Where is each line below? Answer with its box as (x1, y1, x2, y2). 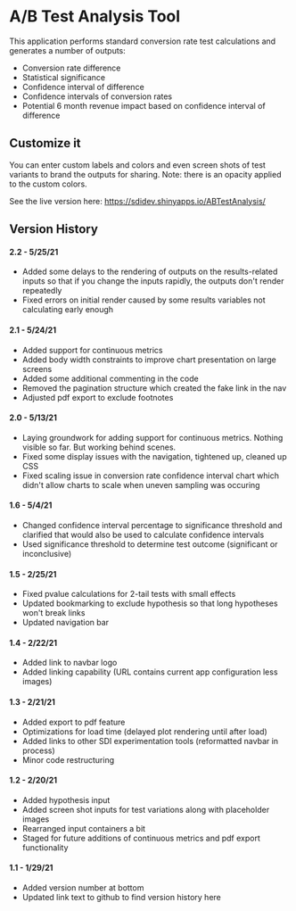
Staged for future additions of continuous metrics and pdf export (21, 832, 260, 843)
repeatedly (21, 286, 62, 296)
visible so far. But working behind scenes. (21, 442, 177, 452)
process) (21, 745, 55, 756)
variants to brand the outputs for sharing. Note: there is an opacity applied (9, 169, 282, 179)
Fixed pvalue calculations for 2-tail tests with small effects (21, 589, 236, 600)
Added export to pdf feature (21, 716, 126, 727)
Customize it (9, 136, 82, 151)
